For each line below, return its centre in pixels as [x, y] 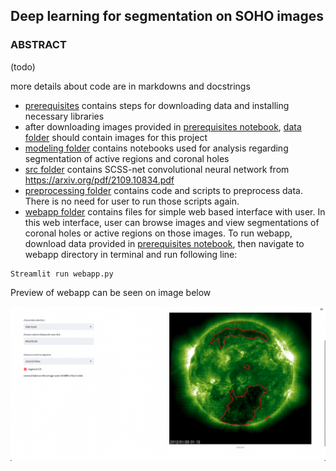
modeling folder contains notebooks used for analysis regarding [156, 148]
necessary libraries [64, 116]
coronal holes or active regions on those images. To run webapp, [158, 233]
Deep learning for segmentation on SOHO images [167, 16]
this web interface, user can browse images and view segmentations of [172, 222]
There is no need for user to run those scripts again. [132, 201]
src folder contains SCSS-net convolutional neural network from [157, 169]
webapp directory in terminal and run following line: [131, 254]
